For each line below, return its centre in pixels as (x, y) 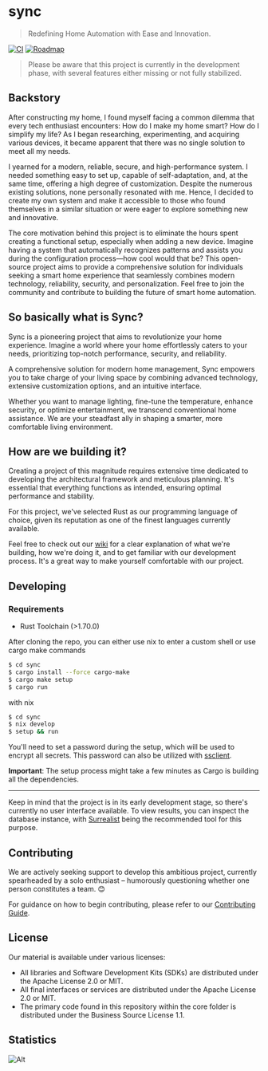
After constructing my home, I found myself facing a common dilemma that (132, 117)
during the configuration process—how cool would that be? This (114, 258)
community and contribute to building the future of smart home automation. (132, 292)
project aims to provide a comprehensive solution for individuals (138, 266)
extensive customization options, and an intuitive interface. (105, 386)
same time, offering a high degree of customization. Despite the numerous (130, 183)
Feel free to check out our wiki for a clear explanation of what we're (119, 544)
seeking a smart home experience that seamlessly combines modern (122, 275)
